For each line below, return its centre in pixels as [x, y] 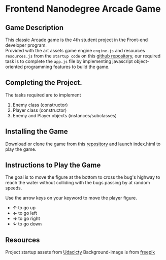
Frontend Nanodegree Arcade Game [83, 9]
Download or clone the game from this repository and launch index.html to [83, 144]
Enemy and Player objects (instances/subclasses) [64, 115]
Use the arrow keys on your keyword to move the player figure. [71, 198]
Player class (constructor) [40, 110]
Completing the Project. [44, 83]
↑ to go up [24, 208]
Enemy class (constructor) [40, 105]
